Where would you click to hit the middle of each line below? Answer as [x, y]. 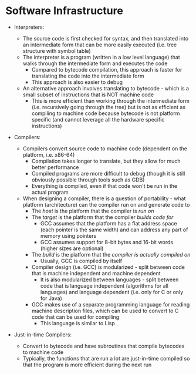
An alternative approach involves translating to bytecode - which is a [106, 88]
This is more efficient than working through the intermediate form [111, 100]
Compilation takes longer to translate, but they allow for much [106, 161]
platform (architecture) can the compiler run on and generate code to [106, 204]
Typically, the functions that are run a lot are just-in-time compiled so [106, 358]
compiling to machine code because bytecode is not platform [106, 113]
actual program [50, 192]
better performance [55, 167]
